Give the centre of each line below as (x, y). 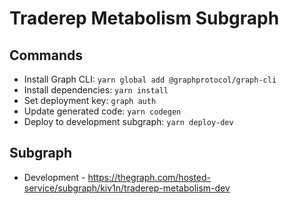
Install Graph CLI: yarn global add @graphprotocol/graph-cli (150, 79)
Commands (46, 55)
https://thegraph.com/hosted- (149, 177)
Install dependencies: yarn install (96, 90)
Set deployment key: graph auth (90, 100)
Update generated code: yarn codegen (102, 111)
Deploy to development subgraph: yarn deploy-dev (128, 121)
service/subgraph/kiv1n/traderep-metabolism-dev (127, 188)
